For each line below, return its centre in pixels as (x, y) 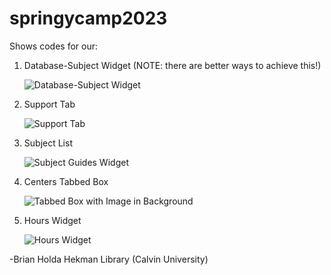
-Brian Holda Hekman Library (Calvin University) (109, 259)
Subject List (48, 143)
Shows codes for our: (53, 46)
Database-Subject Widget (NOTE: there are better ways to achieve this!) (172, 65)
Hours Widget (52, 220)
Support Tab (49, 104)
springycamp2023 (88, 18)
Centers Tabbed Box (66, 181)
